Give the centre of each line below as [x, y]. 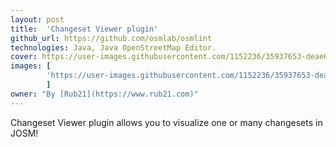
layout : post [37, 19]
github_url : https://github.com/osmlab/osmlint [111, 38]
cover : [24, 57]
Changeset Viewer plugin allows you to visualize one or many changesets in [166, 122]
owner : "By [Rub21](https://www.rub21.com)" [104, 94]
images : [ [31, 66]
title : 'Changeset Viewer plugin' [84, 29]
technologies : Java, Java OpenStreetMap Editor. [113, 47]
